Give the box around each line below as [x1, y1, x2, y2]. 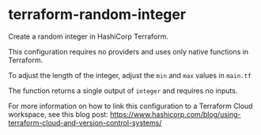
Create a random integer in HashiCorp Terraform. [8, 32, 168, 41]
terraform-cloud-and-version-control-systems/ [8, 118, 162, 127]
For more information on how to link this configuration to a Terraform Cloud [8, 101, 253, 111]
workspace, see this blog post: [8, 109, 108, 119]
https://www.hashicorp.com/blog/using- [109, 109, 241, 119]
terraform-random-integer [8, 6, 187, 24]
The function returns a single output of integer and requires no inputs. [8, 85, 238, 96]
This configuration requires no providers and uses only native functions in [8, 47, 249, 56]
